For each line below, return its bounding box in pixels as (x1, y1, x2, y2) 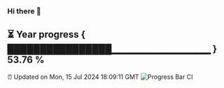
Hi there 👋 (7, 6, 42, 16)
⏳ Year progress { (7, 29, 86, 41)
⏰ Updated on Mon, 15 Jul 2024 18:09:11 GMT (7, 73, 139, 81)
